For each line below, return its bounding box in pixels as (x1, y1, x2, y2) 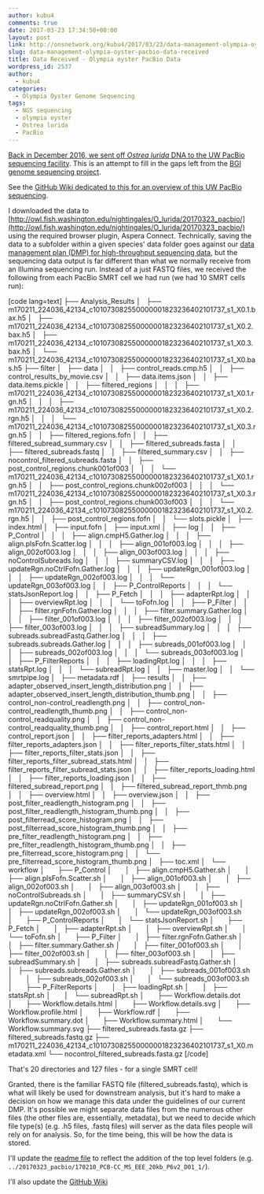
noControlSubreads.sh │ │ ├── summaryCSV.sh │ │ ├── (8, 890, 225, 900)
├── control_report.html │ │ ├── (130, 723, 246, 732)
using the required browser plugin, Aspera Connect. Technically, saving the (8, 231, 252, 240)
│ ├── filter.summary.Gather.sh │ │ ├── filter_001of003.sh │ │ (8, 940, 244, 949)
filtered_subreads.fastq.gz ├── (8, 1032, 110, 1041)
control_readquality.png (8, 714, 85, 724)
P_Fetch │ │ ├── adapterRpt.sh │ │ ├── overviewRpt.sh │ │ (8, 923, 247, 933)
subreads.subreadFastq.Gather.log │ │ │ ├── (8, 630, 167, 640)
